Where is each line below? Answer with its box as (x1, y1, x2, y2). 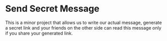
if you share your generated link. (5, 30, 73, 36)
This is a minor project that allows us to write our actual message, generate (5, 19, 162, 25)
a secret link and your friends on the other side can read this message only (5, 24, 162, 30)
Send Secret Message (5, 3, 100, 14)
